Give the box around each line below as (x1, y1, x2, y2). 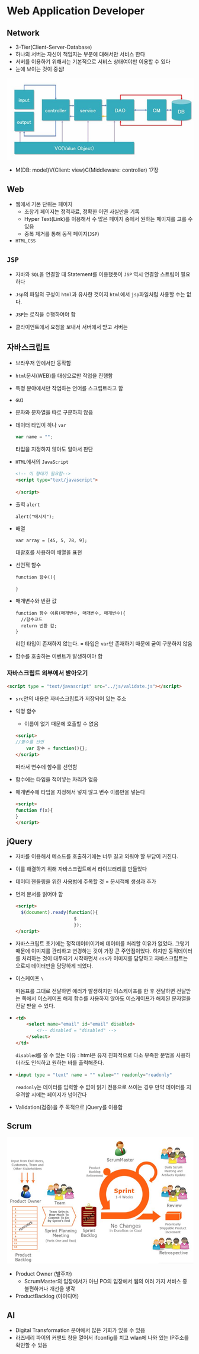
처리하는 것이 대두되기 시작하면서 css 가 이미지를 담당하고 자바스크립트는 (21, 954, 188, 961)
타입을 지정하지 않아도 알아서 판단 (15, 445, 94, 453)
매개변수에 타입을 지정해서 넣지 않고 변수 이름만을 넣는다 (15, 788, 146, 795)
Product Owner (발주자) (15, 1270, 73, 1277)
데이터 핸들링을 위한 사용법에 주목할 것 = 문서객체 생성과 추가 (15, 878, 156, 885)
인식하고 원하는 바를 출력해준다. (31, 1059, 104, 1066)
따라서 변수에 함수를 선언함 (15, 763, 78, 770)
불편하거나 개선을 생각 (24, 1285, 76, 1292)
